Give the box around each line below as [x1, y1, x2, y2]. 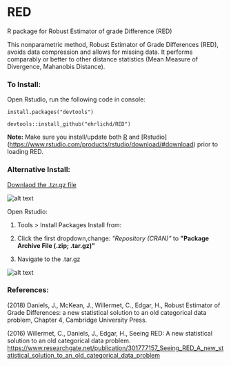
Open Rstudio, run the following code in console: [7, 95, 146, 104]
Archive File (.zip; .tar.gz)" [17, 241, 95, 249]
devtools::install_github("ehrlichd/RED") [7, 121, 131, 128]
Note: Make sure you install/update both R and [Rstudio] [7, 133, 168, 142]
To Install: [7, 79, 41, 89]
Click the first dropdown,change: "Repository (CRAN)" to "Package [17, 234, 209, 242]
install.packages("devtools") [7, 108, 94, 116]
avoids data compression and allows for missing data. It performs [7, 48, 193, 56]
